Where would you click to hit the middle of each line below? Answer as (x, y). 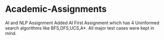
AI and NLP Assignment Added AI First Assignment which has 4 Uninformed (82, 23)
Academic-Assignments (56, 9)
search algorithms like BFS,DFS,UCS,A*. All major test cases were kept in (80, 28)
